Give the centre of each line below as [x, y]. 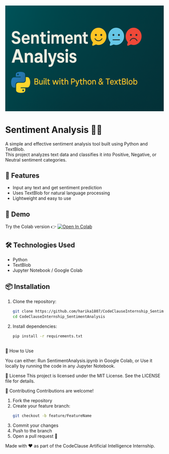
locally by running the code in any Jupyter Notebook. [60, 366]
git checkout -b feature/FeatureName [52, 416]
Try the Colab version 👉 [31, 226]
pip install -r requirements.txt [48, 336]
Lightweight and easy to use [42, 198]
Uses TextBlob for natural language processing [61, 193]
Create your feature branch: [41, 406]
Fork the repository [32, 401]
